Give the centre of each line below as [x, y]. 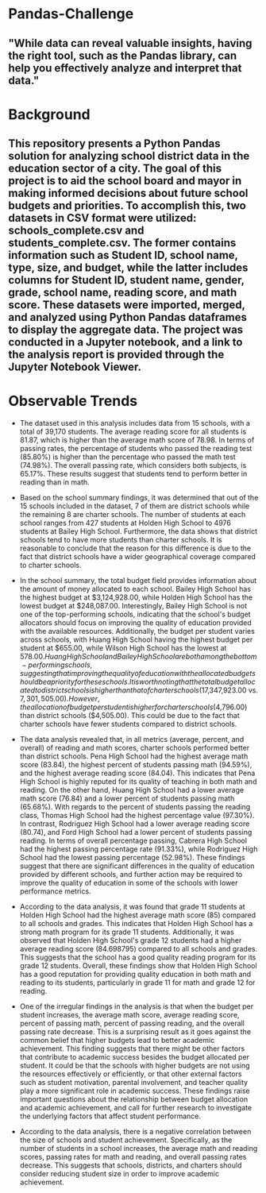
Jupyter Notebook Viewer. [75, 367]
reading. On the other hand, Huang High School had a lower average [132, 790]
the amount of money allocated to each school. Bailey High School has [135, 589]
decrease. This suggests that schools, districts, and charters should [131, 1165]
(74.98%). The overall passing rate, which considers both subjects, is [133, 465]
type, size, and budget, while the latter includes [128, 268]
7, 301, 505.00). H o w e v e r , [60, 699]
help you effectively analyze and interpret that [125, 68]
